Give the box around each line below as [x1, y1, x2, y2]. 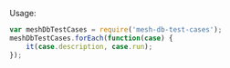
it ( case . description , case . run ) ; [26, 42, 153, 51]
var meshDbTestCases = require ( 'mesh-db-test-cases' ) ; [9, 25, 223, 34]
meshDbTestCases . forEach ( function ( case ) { [9, 34, 173, 43]
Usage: [9, 8, 37, 18]
